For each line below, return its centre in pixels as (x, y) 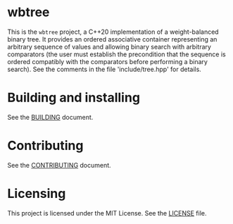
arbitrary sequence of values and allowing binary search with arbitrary (109, 46)
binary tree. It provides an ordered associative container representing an (112, 39)
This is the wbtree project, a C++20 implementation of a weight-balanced (113, 32)
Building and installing (74, 98)
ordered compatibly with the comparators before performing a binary (107, 61)
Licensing (37, 194)
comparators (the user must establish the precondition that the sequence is (117, 54)
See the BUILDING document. (50, 117)
